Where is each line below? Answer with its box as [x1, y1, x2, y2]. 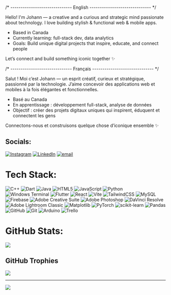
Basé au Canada [12, 96, 47, 102]
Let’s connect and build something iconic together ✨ [5, 56, 116, 62]
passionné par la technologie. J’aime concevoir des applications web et [5, 81, 155, 87]
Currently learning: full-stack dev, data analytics [12, 35, 114, 41]
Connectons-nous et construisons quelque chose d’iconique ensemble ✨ [5, 122, 159, 128]
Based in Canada [12, 30, 49, 35]
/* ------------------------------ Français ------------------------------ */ [5, 66, 159, 72]
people [12, 46, 28, 51]
